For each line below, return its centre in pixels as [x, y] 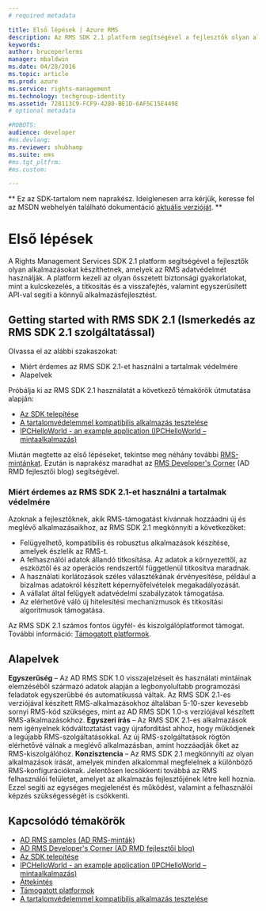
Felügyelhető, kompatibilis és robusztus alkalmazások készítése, [125, 543]
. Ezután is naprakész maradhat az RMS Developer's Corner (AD [145, 463]
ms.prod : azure [33, 81]
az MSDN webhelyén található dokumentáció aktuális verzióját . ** [116, 208]
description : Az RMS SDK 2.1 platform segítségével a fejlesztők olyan [129, 37]
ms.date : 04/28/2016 [42, 67]
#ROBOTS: [23, 125]
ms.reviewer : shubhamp [46, 147]
